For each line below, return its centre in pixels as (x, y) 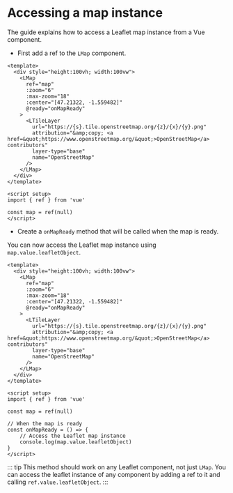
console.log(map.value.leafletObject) (76, 442)
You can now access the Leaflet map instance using (82, 245)
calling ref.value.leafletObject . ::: (58, 482)
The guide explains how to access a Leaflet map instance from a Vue (106, 32)
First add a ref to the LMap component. (72, 53)
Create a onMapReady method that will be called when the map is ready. (118, 231)
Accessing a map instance (85, 13)
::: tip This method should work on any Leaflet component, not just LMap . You (116, 467)
